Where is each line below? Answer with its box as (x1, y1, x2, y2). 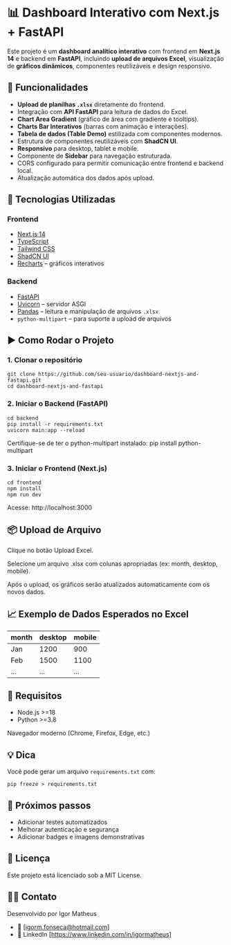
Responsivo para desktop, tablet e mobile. (17, 144, 139, 152)
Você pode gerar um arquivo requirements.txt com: (7, 767, 156, 776)
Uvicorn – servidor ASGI (17, 299, 86, 308)
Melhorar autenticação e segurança (17, 825, 120, 834)
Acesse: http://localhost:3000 (7, 503, 92, 512)
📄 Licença (7, 852, 50, 864)
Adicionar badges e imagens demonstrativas (17, 833, 145, 841)
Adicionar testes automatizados (17, 818, 108, 826)
